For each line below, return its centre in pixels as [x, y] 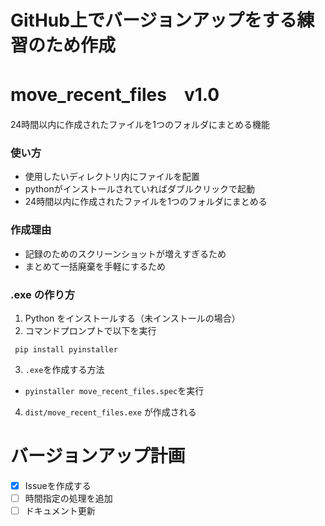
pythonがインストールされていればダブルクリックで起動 [139, 189]
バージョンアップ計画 [98, 456]
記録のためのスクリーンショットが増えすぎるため [125, 253]
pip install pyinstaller [66, 350]
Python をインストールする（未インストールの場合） [132, 318]
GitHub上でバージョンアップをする [154, 20]
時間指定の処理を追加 [68, 498]
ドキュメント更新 [60, 511]
